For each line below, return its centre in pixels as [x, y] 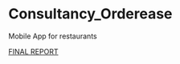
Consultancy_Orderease [90, 14]
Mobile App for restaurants [53, 36]
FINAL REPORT [33, 51]
